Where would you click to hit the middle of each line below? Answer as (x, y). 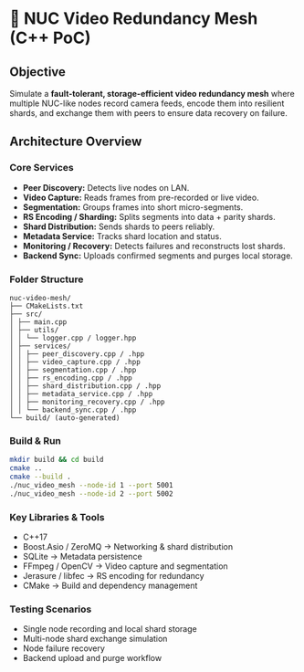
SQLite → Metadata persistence (83, 556)
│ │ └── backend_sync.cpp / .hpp (73, 410)
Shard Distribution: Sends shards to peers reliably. (119, 226)
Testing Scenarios (51, 609)
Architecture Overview (76, 142)
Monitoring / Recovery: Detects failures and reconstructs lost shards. (154, 246)
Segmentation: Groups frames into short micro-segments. (133, 207)
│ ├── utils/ (34, 330)
